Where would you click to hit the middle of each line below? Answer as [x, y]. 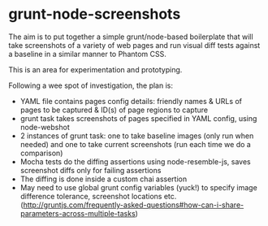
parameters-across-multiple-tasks [78, 213]
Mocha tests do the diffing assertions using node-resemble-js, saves [135, 161]
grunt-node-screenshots [95, 14]
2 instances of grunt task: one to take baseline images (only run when [137, 136]
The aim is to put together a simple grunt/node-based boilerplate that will [131, 37]
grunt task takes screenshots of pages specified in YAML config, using [138, 118]
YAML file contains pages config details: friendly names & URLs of [131, 101]
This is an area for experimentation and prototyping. [95, 69]
